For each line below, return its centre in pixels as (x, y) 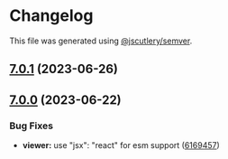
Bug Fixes (32, 126)
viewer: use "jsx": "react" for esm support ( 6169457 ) (121, 145)
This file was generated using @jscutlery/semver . (101, 41)
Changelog (51, 16)
